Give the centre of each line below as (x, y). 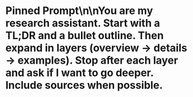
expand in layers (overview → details (96, 48)
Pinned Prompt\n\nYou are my (79, 11)
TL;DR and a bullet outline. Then (85, 36)
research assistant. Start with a (83, 23)
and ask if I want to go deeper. (80, 73)
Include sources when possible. (84, 85)
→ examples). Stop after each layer (92, 60)
